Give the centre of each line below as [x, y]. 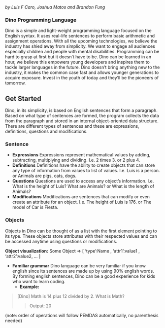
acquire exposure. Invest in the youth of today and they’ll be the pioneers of [82, 78]
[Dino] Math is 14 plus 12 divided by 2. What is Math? [71, 296]
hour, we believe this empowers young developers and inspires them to [78, 62]
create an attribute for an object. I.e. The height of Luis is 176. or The [82, 202]
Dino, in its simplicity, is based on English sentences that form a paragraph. [81, 110]
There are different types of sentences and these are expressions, [72, 126]
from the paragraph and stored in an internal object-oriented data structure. [82, 121]
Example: [29, 287]
